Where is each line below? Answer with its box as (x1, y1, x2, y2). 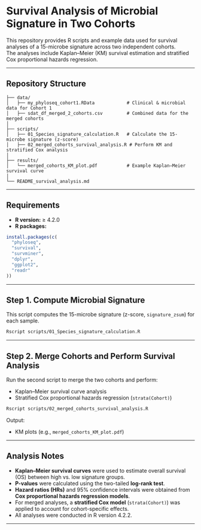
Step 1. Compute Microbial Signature (6, 295, 145, 305)
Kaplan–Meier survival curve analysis (14, 388, 107, 395)
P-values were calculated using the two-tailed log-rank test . (14, 480, 166, 487)
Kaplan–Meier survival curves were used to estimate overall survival (14, 467, 186, 474)
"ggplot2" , (11, 261, 39, 267)
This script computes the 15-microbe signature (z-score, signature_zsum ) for (6, 311, 195, 318)
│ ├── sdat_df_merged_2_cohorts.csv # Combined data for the (6, 110, 188, 116)
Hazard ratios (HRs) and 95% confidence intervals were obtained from (14, 486, 190, 493)
